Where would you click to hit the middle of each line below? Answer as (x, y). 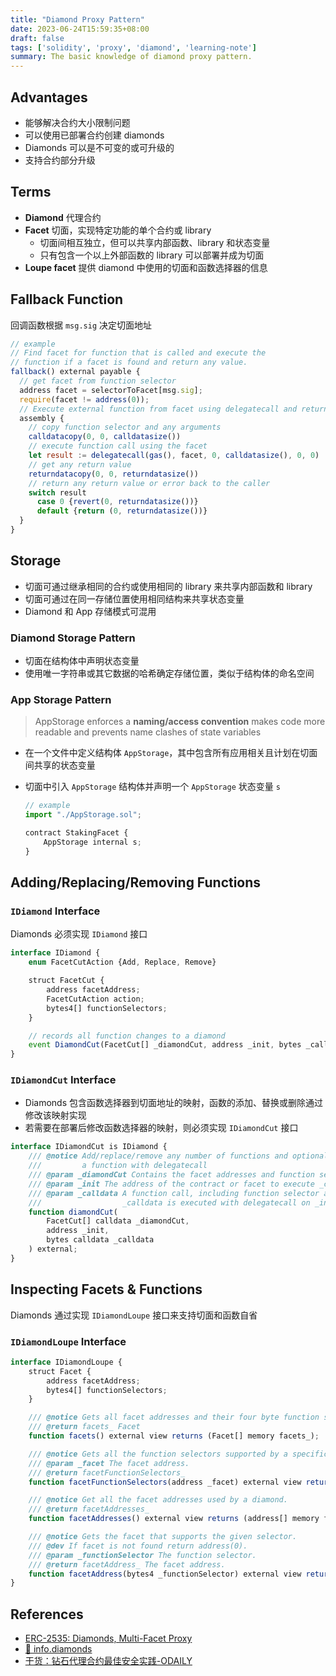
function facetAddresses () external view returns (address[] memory (174, 1519)
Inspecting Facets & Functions (106, 1289)
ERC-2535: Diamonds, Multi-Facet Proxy (108, 1638)
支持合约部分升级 (60, 160)
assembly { (42, 418)
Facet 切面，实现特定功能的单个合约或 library (118, 230)
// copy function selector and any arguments (125, 427)
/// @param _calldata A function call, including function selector (174, 1193)
